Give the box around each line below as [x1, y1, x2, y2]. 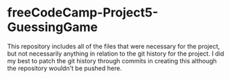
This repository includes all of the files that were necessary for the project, [7, 42, 220, 50]
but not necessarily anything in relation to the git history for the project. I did [7, 49, 224, 58]
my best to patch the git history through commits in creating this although [7, 56, 217, 65]
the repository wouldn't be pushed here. [7, 64, 123, 72]
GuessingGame [7, 19, 98, 35]
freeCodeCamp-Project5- [7, 5, 159, 21]
